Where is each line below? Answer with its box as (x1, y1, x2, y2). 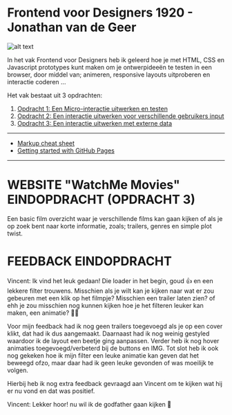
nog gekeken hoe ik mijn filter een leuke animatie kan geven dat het (7, 351, 199, 360)
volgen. (7, 366, 29, 374)
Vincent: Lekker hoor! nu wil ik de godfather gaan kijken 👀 (7, 400, 171, 408)
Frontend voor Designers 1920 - (7, 5, 193, 21)
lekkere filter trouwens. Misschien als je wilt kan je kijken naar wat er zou (7, 287, 215, 295)
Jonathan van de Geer (7, 19, 137, 35)
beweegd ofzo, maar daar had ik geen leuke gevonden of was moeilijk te (7, 358, 214, 367)
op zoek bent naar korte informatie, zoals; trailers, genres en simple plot (7, 222, 212, 230)
